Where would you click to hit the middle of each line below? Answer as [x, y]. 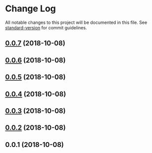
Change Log [30, 9]
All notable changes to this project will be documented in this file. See [76, 22]
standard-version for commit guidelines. [46, 27]
